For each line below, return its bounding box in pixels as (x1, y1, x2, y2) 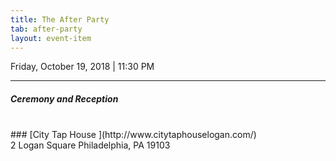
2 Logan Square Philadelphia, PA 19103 (10, 139, 171, 151)
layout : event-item (10, 33, 92, 43)
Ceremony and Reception (10, 92, 119, 105)
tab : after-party (10, 24, 83, 34)
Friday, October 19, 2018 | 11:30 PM (10, 61, 155, 73)
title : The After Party (10, 14, 110, 25)
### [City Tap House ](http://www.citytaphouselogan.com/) (10, 129, 257, 141)
